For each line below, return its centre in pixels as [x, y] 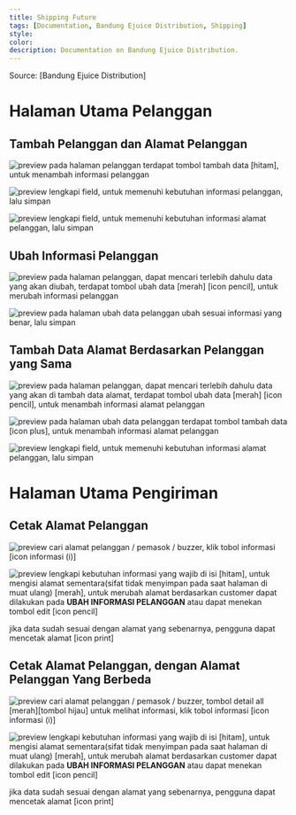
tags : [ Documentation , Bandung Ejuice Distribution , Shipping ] [128, 26]
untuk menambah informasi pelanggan [80, 175]
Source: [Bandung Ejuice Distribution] [78, 75]
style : [21, 34]
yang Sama [41, 364]
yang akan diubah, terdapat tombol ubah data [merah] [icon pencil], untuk [144, 286]
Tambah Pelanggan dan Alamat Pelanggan [128, 144]
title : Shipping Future [53, 17]
